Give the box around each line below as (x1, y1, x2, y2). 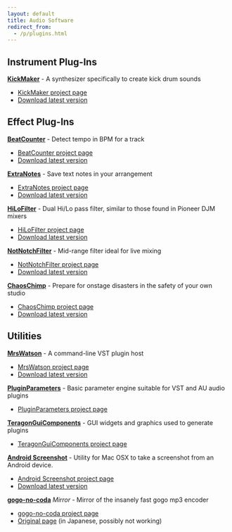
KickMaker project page (17, 89, 88, 97)
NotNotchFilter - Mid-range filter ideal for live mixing (7, 246, 162, 255)
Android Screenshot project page (17, 474, 115, 483)
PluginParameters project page (17, 405, 108, 413)
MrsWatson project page (17, 362, 89, 371)
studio (7, 289, 26, 297)
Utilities (7, 330, 42, 342)
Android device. (7, 460, 53, 469)
